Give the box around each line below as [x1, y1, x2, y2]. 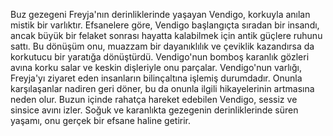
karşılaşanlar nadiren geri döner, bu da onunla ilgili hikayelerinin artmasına [10, 83, 315, 94]
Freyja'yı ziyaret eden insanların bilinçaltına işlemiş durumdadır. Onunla [10, 72, 303, 84]
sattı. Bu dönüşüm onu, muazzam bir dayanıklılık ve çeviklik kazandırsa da [10, 40, 315, 52]
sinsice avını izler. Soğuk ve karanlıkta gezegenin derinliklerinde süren [10, 104, 299, 116]
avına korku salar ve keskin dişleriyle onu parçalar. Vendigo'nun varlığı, [10, 62, 302, 73]
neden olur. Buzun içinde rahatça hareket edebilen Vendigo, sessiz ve [10, 94, 298, 105]
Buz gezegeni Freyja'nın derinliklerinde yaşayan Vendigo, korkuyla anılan [10, 9, 311, 20]
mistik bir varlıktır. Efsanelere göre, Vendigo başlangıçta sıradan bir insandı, [10, 19, 320, 31]
